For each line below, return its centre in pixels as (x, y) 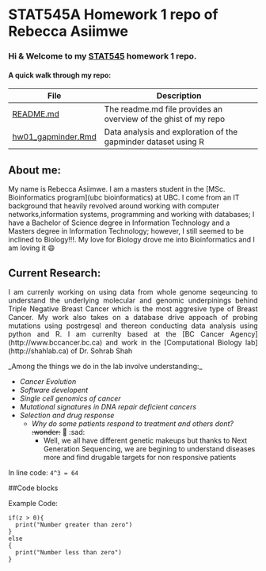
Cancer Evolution (48, 381)
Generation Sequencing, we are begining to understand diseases (149, 448)
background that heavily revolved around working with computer (114, 206)
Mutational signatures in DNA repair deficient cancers (108, 406)
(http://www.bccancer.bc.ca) (55, 342)
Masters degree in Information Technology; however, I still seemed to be (126, 231)
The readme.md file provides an (163, 109)
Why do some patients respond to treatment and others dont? (132, 423)
